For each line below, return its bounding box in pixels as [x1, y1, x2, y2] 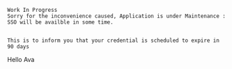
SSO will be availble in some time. [7, 19, 114, 26]
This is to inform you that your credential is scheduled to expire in [7, 37, 219, 44]
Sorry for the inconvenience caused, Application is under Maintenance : [7, 13, 226, 20]
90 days [7, 43, 30, 50]
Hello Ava [7, 56, 35, 63]
